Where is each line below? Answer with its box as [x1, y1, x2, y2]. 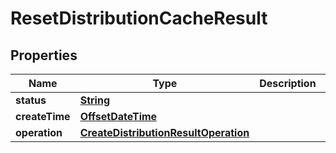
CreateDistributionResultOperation [79, 126, 250, 139]
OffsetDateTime [79, 110, 158, 123]
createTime [15, 110, 71, 123]
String [79, 93, 110, 107]
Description [259, 77, 317, 90]
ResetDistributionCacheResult [10, 7, 268, 30]
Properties [10, 47, 78, 64]
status [15, 93, 47, 107]
